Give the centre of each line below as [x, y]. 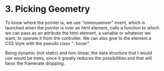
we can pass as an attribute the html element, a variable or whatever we [78, 33]
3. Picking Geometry [48, 9]
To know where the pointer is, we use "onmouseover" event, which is [75, 23]
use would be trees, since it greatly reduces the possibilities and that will [79, 58]
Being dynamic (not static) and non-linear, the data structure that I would [79, 53]
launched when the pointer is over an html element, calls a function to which [82, 27]
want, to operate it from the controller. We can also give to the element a [78, 38]
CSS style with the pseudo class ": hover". [48, 43]
